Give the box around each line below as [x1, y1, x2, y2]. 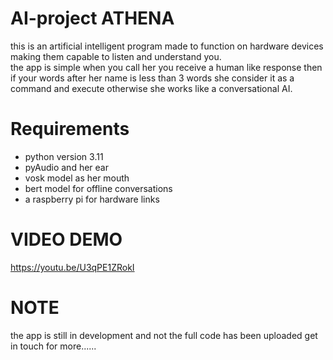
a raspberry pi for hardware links [24, 193, 160, 205]
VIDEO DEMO [10, 228, 123, 251]
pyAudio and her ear [24, 161, 109, 173]
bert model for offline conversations [24, 182, 173, 194]
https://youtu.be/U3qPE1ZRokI [10, 261, 135, 273]
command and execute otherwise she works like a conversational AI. [10, 82, 293, 94]
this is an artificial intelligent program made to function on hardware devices [10, 40, 324, 52]
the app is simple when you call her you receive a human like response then [10, 61, 323, 73]
